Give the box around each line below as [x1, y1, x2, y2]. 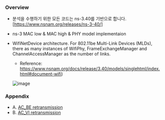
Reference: [19, 61, 43, 67]
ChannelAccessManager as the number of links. [12, 51, 111, 57]
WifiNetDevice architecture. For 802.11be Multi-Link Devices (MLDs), [12, 40, 153, 46]
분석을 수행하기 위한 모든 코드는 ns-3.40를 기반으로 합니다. [12, 16, 126, 22]
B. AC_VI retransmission [12, 109, 61, 115]
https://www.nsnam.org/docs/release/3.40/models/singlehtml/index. [19, 66, 160, 72]
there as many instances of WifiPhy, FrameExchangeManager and [12, 46, 147, 52]
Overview [5, 4, 29, 11]
